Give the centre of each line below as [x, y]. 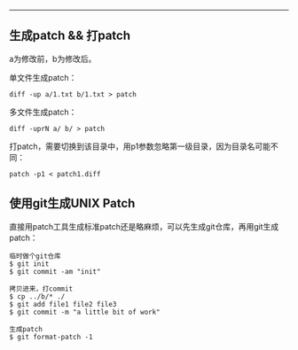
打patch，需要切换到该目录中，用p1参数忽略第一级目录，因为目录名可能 [140, 146]
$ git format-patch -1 [51, 337]
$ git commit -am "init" [55, 271]
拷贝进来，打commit [41, 289]
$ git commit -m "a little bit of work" [85, 312]
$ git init [29, 264]
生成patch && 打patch [70, 36]
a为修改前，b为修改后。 [53, 58]
